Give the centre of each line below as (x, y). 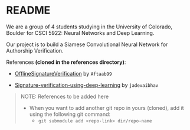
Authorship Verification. (35, 50)
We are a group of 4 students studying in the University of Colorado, (89, 27)
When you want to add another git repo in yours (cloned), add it (107, 108)
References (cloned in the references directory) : (66, 62)
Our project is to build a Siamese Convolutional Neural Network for (87, 44)
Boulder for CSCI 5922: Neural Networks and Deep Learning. (80, 32)
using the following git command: (70, 114)
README (28, 10)
